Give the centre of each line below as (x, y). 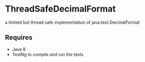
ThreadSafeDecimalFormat (60, 9)
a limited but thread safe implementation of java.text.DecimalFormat (72, 22)
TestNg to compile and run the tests (48, 54)
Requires (19, 38)
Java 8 (19, 49)
